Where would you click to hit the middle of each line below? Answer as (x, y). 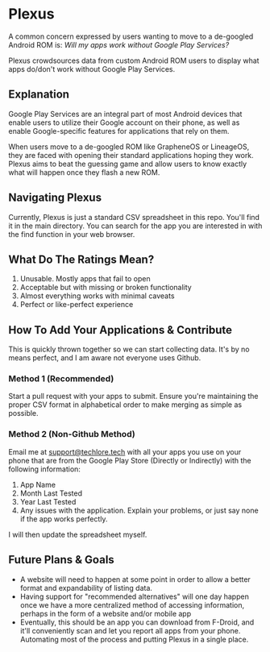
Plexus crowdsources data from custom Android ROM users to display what (134, 60)
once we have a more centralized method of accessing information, (132, 604)
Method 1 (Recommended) (61, 379)
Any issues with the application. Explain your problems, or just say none (139, 510)
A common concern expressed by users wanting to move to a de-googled (131, 36)
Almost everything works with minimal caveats (97, 296)
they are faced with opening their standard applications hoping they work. (131, 155)
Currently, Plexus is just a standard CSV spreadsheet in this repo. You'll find (134, 217)
